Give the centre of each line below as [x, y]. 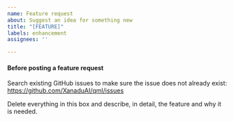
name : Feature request [40, 14]
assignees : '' [28, 40]
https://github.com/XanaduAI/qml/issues [66, 90]
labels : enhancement [37, 33]
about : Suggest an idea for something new [70, 20]
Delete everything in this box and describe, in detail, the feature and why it [114, 104]
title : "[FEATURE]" [36, 26]
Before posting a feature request [56, 67]
